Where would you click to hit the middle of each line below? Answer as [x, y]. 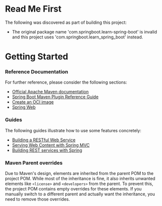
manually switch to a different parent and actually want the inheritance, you [80, 194]
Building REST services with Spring [47, 150]
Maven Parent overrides [34, 163]
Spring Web [24, 107]
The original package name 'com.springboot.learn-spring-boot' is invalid [84, 32]
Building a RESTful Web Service [44, 140]
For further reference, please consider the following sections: [66, 82]
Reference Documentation [37, 72]
